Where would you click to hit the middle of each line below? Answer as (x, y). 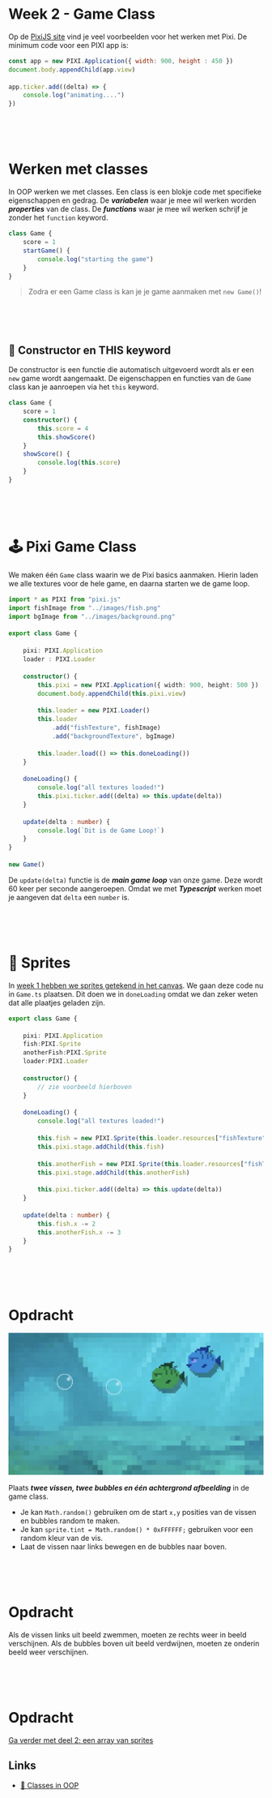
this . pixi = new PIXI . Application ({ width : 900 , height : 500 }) (148, 685)
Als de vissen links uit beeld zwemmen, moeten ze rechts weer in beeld (127, 1634)
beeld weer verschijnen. (49, 1652)
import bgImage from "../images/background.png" (92, 616)
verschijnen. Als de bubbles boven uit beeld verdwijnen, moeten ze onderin (134, 1643)
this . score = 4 (63, 428)
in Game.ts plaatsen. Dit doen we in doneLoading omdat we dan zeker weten (133, 993)
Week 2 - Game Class (82, 14)
